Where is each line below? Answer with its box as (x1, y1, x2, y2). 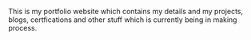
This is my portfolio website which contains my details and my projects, (8, 7, 244, 16)
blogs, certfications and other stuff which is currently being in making (8, 15, 237, 24)
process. (8, 24, 38, 32)
